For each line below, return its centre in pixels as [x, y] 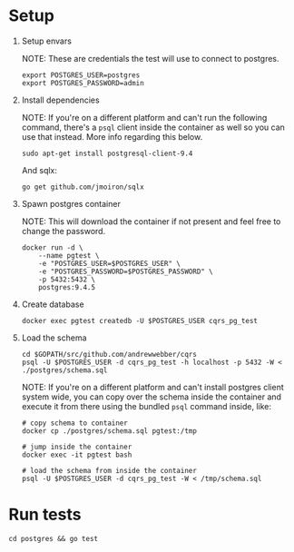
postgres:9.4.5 [67, 287]
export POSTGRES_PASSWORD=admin [83, 83]
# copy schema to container [74, 423]
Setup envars [46, 41]
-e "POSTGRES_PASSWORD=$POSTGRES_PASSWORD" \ [126, 271]
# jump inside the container [77, 447]
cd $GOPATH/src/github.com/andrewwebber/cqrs [109, 354]
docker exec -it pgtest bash [77, 455]
